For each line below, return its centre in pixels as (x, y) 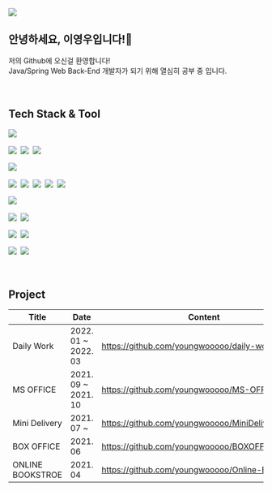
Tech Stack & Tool (55, 114)
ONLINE (28, 465)
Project (27, 295)
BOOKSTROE (38, 475)
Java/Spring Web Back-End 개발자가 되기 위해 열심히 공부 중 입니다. (118, 71)
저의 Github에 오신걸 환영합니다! (59, 60)
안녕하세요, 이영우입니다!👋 (70, 39)
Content (204, 317)
